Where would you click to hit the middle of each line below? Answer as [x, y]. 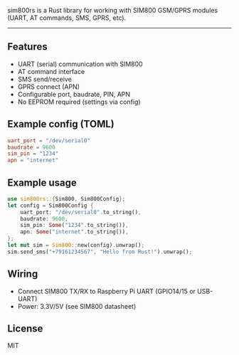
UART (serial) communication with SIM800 [80, 64]
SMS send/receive [45, 79]
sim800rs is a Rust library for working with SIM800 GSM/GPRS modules [113, 10]
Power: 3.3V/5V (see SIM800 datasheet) [77, 306]
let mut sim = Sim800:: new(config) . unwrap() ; [76, 245]
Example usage [42, 182]
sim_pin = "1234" [33, 154]
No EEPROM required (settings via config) [79, 102]
